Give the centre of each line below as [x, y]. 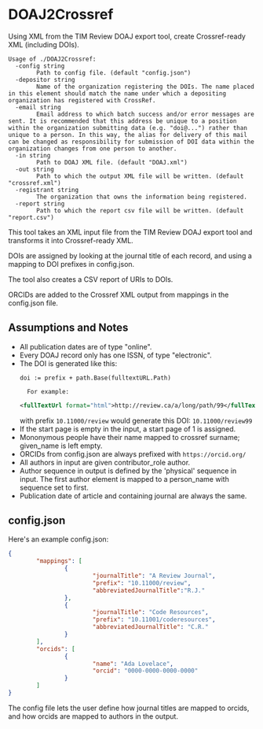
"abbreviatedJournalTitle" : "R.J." [149, 590]
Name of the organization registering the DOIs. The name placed [146, 87]
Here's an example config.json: [58, 539]
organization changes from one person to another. [93, 148]
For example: [48, 391]
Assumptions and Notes [68, 328]
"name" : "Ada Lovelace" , [133, 664]
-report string [40, 204]
